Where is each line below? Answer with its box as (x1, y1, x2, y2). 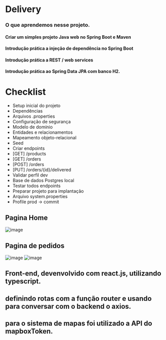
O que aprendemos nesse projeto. (5, 22, 90, 29)
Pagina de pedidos (5, 241, 65, 250)
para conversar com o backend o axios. (5, 302, 132, 310)
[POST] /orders (12, 161, 44, 167)
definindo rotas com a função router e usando (5, 294, 152, 303)
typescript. (5, 277, 41, 286)
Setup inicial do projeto (12, 103, 61, 109)
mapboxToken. (5, 327, 53, 335)
